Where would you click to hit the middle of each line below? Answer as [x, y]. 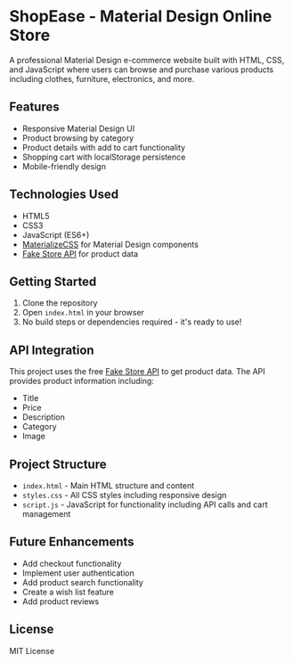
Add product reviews [61, 601]
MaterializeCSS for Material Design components [110, 244]
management [46, 514]
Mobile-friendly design [64, 166]
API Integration [52, 350]
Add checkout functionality [72, 563]
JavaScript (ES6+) [56, 234]
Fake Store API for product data [80, 254]
